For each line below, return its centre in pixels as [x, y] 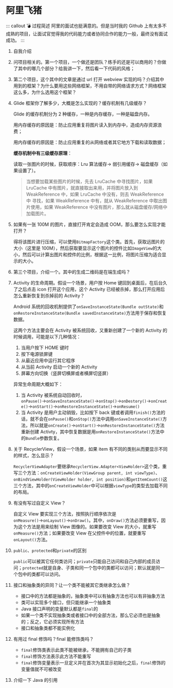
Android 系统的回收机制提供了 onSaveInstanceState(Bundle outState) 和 [88, 307]
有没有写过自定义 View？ [40, 503]
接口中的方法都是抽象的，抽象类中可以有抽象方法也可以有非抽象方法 [93, 596]
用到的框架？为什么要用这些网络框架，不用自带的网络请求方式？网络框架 [90, 86]
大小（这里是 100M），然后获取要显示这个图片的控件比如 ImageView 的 [85, 248]
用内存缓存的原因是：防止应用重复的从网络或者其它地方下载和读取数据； [90, 142]
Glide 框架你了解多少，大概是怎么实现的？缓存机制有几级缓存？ [80, 103]
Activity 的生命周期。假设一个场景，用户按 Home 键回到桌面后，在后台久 [90, 282]
